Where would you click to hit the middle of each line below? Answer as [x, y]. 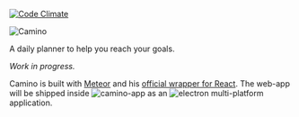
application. [31, 103]
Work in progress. [42, 66]
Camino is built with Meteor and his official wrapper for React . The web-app [149, 84]
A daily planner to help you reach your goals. [92, 49]
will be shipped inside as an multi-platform [136, 93]
